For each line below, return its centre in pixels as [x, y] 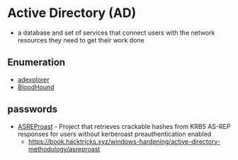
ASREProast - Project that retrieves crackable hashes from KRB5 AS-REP [124, 126]
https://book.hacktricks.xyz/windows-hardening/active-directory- [124, 141]
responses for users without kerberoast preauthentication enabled [114, 134]
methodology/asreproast [64, 149]
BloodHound [36, 87]
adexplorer [33, 79]
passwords [33, 109]
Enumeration [36, 63]
